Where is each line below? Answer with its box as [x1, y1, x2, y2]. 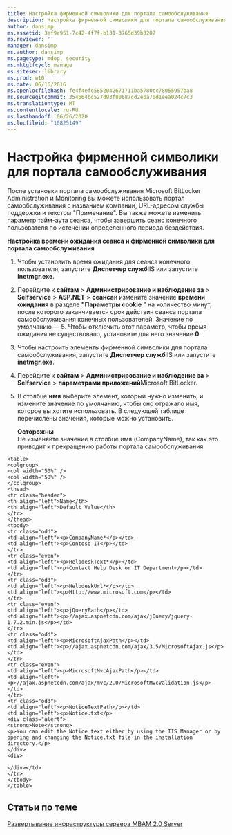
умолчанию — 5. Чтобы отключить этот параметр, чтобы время [17, 322, 207, 331]
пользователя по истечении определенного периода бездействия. [7, 223, 205, 232]
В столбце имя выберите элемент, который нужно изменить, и [17, 392, 204, 401]
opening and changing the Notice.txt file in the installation [7, 734, 193, 741]
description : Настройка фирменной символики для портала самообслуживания [7, 17, 227, 24]
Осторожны [17, 428, 54, 436]
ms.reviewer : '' [7, 36, 54, 43]
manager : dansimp [7, 42, 57, 49]
